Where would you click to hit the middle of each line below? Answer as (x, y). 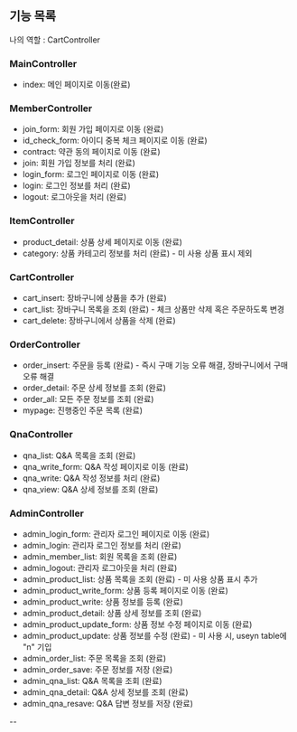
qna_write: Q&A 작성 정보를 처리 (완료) (91, 478)
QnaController (42, 435)
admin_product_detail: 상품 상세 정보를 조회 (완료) (112, 613)
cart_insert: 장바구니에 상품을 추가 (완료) (94, 298)
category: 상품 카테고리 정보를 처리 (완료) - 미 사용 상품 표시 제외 (137, 253)
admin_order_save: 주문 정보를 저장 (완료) (97, 669)
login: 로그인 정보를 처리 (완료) (76, 186)
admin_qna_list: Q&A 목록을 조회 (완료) (92, 680)
